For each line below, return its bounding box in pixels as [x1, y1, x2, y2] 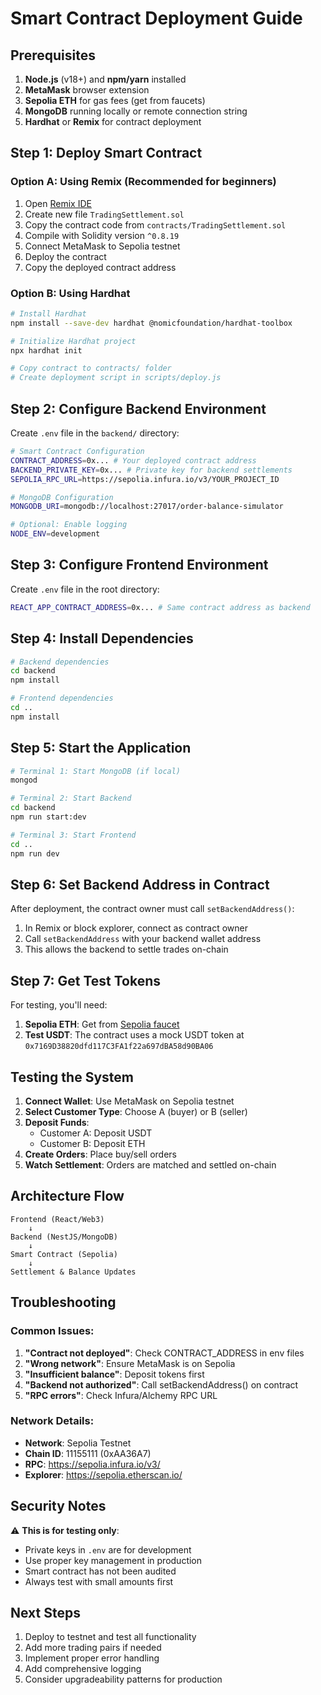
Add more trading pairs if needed [24, 1642, 162, 1654]
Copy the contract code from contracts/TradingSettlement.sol [24, 218, 287, 231]
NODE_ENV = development [10, 529, 101, 539]
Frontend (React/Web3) [10, 1214, 105, 1224]
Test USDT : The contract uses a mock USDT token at [24, 1029, 245, 1041]
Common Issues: [10, 1324, 95, 1338]
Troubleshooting [10, 1294, 117, 1311]
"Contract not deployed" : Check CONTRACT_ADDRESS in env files [24, 1347, 305, 1359]
